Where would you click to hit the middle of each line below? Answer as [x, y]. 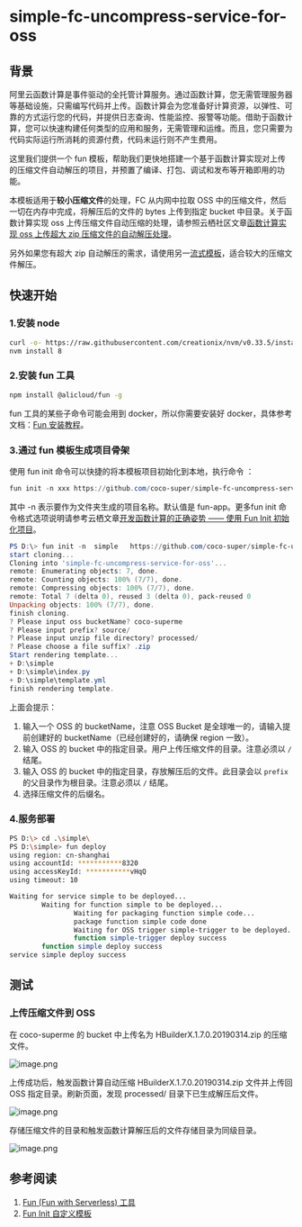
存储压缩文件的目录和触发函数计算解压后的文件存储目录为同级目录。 [135, 1130]
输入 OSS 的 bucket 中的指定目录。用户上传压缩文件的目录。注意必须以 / [157, 748]
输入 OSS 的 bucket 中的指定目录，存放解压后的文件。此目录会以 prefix [155, 771]
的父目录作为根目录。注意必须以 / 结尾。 [98, 782]
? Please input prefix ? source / [70, 630]
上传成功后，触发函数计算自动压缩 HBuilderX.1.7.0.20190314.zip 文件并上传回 [151, 1082]
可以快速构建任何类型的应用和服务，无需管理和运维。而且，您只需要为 [163, 128]
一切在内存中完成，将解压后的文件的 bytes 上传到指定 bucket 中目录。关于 [147, 212]
